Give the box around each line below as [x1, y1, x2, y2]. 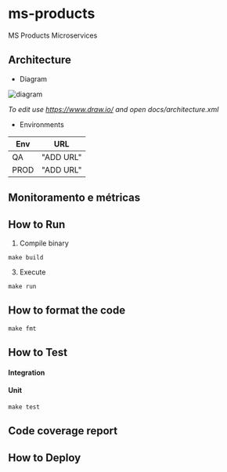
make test [8, 403, 41, 411]
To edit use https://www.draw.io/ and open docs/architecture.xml [8, 104, 219, 114]
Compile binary [19, 238, 69, 248]
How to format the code [8, 303, 126, 318]
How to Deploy [8, 451, 81, 464]
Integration [8, 368, 45, 377]
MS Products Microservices [8, 31, 98, 40]
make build [8, 253, 44, 261]
